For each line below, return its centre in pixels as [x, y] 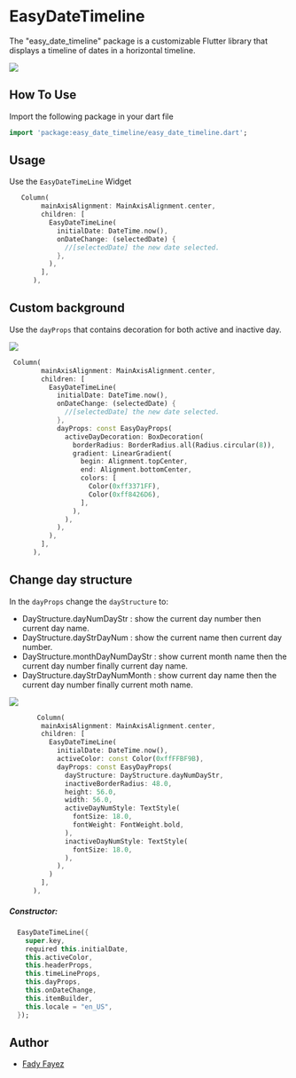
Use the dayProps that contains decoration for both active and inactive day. [145, 329]
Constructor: [34, 911]
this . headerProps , [59, 965]
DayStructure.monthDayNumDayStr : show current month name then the [154, 656]
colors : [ [98, 478]
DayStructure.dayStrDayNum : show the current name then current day [152, 638]
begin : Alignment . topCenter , [134, 462]
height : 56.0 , [91, 792]
